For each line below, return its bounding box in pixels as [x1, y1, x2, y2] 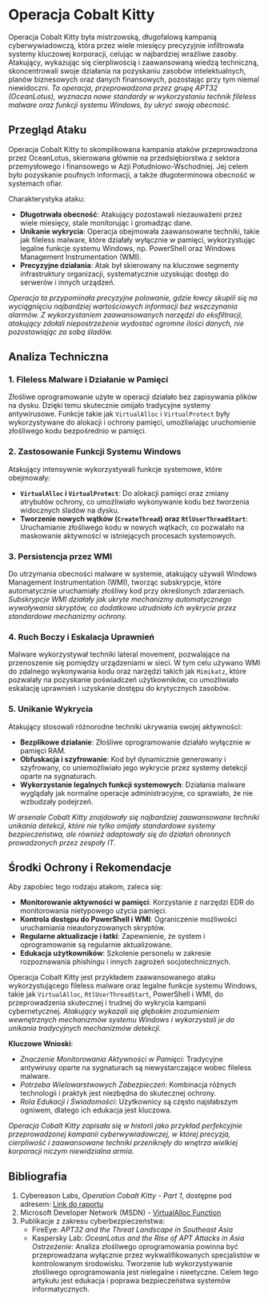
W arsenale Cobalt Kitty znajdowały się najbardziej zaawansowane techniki [8, 812, 260, 821]
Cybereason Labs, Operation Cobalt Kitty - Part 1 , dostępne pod [19, 1191, 232, 1200]
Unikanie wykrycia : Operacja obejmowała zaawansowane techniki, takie [19, 226, 260, 236]
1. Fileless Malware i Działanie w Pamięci [8, 374, 169, 385]
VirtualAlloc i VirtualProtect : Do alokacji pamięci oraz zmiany [19, 488, 230, 497]
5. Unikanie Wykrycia [8, 704, 94, 715]
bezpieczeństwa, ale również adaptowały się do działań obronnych [8, 829, 231, 839]
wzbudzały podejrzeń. [19, 797, 94, 806]
